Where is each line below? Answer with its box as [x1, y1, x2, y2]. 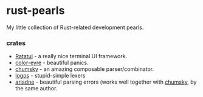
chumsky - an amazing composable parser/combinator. [15, 65, 154, 73]
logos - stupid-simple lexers [15, 72, 86, 79]
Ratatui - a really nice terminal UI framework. [15, 53, 128, 60]
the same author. [15, 85, 58, 92]
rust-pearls [6, 4, 65, 18]
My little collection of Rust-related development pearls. [6, 24, 144, 31]
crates [6, 39, 26, 47]
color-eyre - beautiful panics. [15, 59, 89, 67]
